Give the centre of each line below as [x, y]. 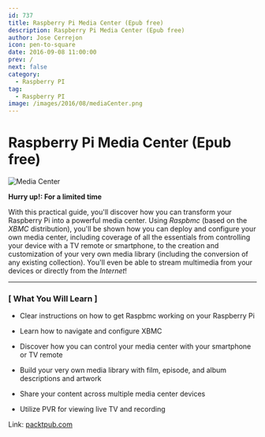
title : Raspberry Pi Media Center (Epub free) [86, 23]
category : [24, 74]
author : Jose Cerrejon [45, 38]
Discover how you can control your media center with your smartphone [135, 347]
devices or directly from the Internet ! [68, 271]
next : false [28, 67]
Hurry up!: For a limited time [55, 197]
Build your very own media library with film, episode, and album [123, 370]
